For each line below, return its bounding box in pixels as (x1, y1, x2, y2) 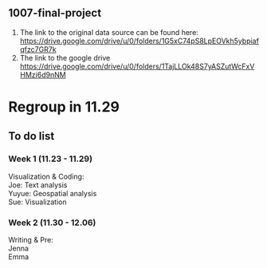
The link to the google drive (19, 53, 111, 62)
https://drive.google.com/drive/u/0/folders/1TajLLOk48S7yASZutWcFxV (19, 61, 255, 71)
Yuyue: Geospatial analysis (8, 188, 97, 198)
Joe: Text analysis (8, 179, 68, 190)
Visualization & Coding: (8, 171, 84, 181)
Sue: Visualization (8, 197, 67, 207)
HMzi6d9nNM (19, 69, 66, 79)
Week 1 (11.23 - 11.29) (8, 153, 93, 164)
